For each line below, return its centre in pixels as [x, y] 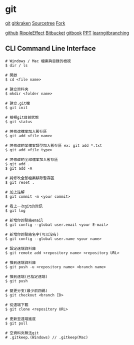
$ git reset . [20, 182]
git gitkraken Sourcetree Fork [35, 23]
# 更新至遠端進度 [20, 319]
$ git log [15, 211]
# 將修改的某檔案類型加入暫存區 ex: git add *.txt [54, 145]
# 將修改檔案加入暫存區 [26, 131]
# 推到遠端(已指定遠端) [26, 276]
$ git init [16, 108]
